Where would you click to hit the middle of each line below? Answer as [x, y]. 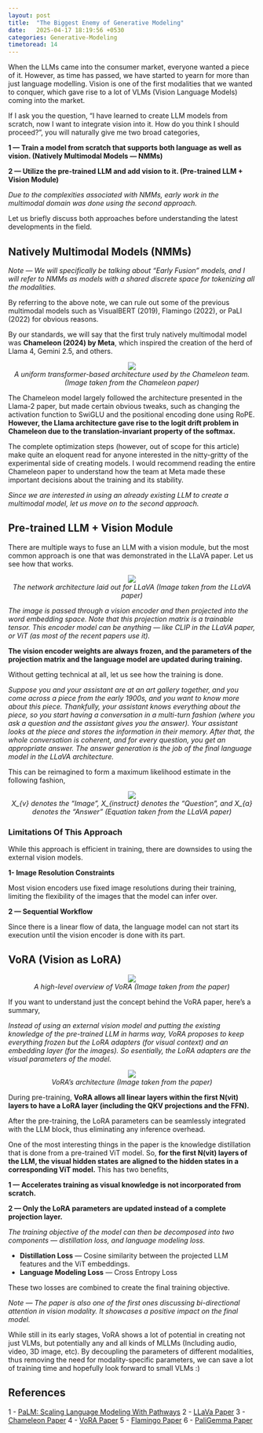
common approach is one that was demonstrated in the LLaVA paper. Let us [131, 555]
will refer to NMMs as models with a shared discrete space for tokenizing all [131, 278]
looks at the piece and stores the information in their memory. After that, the [131, 731]
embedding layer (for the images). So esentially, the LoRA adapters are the [130, 1050]
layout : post [29, 15]
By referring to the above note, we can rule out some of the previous [119, 302]
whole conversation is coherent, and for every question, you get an [117, 739]
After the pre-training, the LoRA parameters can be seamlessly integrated [127, 1121]
